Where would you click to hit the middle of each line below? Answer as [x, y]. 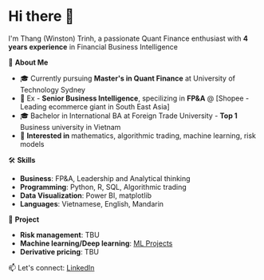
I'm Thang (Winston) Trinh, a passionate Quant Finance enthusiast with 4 [128, 38]
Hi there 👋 [41, 16]
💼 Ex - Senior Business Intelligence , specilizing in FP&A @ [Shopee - [134, 98]
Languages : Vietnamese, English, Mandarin [92, 203]
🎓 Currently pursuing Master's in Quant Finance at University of [127, 78]
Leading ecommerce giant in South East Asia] [95, 106]
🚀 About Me [28, 62]
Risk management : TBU [59, 235]
